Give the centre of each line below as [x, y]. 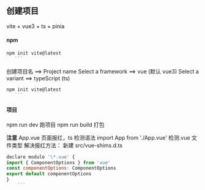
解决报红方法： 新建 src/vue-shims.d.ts [73, 145]
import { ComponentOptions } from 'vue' [59, 162]
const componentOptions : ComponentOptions [61, 168]
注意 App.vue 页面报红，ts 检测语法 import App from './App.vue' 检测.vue [99, 137]
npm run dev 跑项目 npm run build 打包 [55, 124]
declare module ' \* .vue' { [41, 157]
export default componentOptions [49, 174]
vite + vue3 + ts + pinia [35, 26]
